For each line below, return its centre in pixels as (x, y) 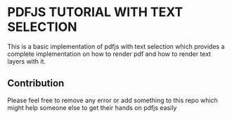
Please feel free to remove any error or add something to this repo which (112, 100)
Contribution (36, 84)
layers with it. (27, 61)
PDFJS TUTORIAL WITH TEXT (95, 12)
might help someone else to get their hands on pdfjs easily (92, 107)
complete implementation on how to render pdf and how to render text (109, 54)
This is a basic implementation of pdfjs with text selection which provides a (116, 46)
